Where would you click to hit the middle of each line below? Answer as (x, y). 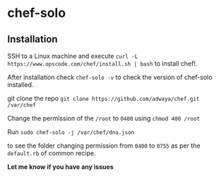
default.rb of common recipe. (52, 153)
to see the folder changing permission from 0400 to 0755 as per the (104, 146)
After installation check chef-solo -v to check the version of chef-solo (110, 77)
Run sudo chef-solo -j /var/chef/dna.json (71, 132)
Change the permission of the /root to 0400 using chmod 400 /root (103, 118)
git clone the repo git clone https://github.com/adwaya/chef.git (103, 98)
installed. (20, 85)
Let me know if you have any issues (61, 167)
